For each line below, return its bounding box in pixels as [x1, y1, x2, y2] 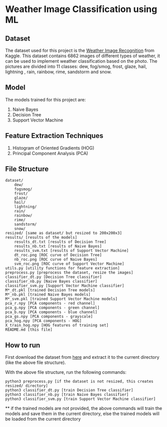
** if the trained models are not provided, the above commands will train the [5, 405, 162, 411]
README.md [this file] [5, 327, 53, 332]
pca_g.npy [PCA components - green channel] [5, 305, 100, 311]
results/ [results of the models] [5, 235, 78, 240]
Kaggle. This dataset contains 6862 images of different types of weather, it [5, 53, 160, 59]
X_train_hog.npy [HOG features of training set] [5, 323, 109, 328]
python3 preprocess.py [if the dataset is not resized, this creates [5, 379, 154, 384]
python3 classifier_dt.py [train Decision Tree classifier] [5, 388, 134, 393]
